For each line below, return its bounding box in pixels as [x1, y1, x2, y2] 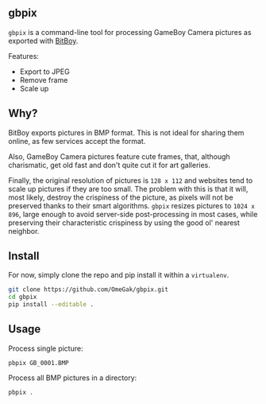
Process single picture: [8, 344, 83, 353]
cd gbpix [8, 293, 37, 301]
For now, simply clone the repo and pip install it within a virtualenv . [8, 270, 229, 280]
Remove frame [19, 75, 68, 84]
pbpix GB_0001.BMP [8, 359, 69, 367]
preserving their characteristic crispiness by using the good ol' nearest [8, 218, 241, 227]
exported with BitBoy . [8, 36, 79, 45]
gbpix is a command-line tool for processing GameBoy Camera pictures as [8, 27, 252, 37]
